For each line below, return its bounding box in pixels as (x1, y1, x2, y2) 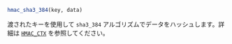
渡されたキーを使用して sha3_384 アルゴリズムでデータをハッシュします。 (7, 20, 219, 28)
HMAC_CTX (20, 30, 47, 37)
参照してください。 (54, 29, 110, 37)
